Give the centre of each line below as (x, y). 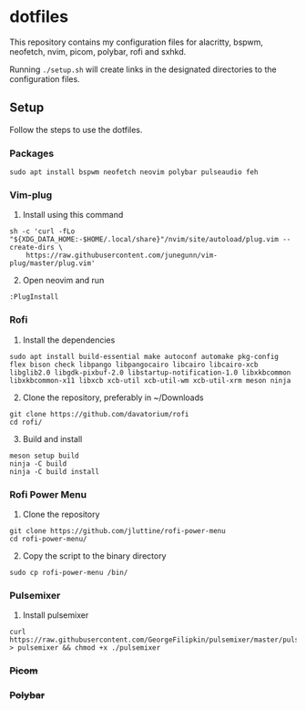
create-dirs (32, 248)
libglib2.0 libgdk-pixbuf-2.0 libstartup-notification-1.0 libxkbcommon (150, 372)
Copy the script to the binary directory (94, 556)
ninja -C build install (55, 471)
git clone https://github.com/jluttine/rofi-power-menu (117, 530)
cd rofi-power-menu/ (49, 539)
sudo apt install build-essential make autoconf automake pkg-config (144, 356)
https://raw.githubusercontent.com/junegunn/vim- (122, 256)
